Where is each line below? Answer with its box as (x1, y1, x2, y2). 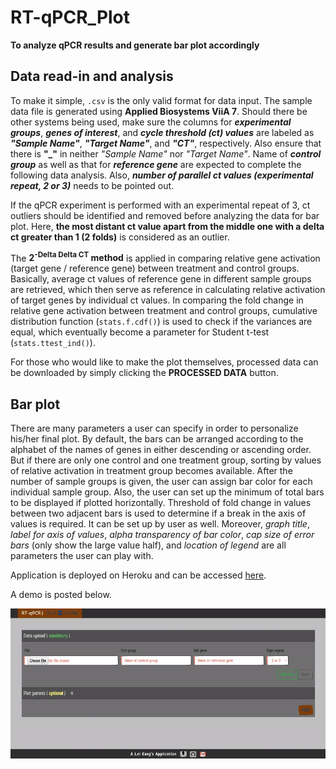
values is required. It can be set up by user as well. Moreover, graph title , (10, 518, 310, 530)
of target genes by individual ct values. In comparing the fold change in (10, 294, 304, 306)
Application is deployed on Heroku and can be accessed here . (10, 569, 267, 581)
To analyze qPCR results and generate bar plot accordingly (10, 39, 260, 51)
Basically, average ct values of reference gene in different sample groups (10, 273, 312, 285)
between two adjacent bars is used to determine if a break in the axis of (10, 507, 307, 520)
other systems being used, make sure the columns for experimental (10, 116, 292, 128)
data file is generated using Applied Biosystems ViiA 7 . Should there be (10, 105, 308, 117)
